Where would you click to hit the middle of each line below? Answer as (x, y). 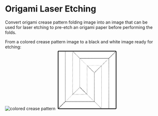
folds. (11, 32)
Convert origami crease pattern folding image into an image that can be (76, 22)
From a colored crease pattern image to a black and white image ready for (79, 41)
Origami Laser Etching (51, 9)
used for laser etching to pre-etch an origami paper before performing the (79, 27)
